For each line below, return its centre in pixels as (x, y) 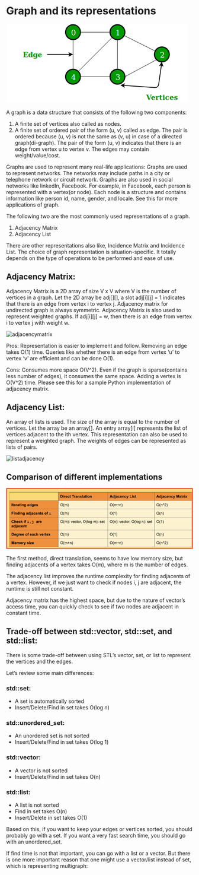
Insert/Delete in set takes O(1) (51, 818)
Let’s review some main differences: (50, 673)
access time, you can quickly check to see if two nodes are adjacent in (93, 606)
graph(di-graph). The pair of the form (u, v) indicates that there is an (98, 142)
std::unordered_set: (36, 723)
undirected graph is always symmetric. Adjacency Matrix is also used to (94, 310)
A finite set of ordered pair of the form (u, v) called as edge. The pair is (101, 130)
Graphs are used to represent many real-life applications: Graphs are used (97, 167)
